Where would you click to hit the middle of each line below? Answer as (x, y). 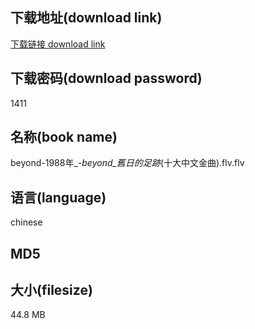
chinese (26, 222)
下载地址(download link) (86, 18)
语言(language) (58, 197)
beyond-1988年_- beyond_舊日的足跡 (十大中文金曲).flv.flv (127, 163)
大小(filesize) (51, 290)
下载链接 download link (58, 44)
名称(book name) (64, 137)
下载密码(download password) (106, 78)
